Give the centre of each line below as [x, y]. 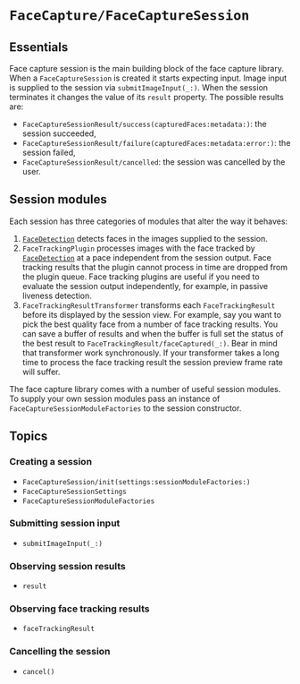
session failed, [49, 152]
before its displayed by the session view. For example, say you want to [152, 314]
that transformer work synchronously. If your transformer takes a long [150, 353]
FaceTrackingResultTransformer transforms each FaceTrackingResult [149, 305]
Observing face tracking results [79, 609]
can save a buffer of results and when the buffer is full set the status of [153, 333]
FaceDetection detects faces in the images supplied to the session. [145, 238]
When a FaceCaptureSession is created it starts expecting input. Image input [148, 78]
